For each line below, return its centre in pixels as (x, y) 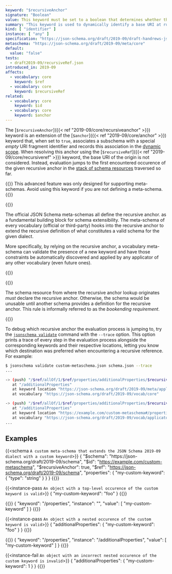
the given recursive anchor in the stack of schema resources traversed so (83, 168)
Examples (21, 438)
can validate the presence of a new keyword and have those (87, 252)
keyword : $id (28, 106)
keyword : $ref (29, 82)
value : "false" (26, 53)
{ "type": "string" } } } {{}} (33, 478)
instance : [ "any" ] (27, 34)
